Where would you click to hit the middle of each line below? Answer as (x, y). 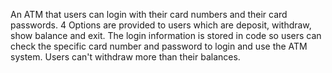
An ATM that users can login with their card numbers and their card (149, 14)
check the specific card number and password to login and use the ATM (159, 46)
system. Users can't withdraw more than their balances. (125, 57)
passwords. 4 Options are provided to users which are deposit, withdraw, (161, 25)
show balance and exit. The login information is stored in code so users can (166, 35)
